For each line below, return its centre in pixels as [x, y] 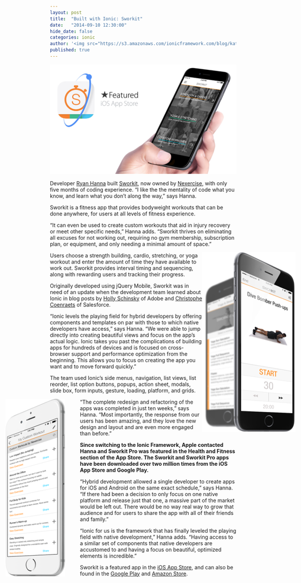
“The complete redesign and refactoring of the [137, 402]
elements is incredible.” [109, 556]
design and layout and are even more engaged [137, 427]
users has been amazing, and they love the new [138, 421]
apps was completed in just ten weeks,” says [135, 408]
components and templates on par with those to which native [124, 322]
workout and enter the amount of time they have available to [123, 262]
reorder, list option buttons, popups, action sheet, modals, [120, 384]
